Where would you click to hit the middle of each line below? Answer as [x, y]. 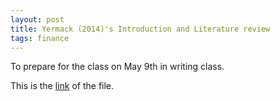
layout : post [37, 19]
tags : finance [40, 38]
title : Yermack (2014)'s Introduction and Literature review [140, 29]
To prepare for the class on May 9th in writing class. [117, 67]
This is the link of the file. [62, 86]
